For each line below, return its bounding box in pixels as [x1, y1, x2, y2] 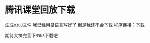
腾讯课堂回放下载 [5, 4, 76, 16]
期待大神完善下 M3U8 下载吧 [5, 32, 58, 38]
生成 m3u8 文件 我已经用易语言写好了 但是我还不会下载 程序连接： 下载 [5, 22, 145, 28]
